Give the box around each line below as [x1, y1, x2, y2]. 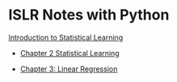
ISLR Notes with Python [8, 6, 170, 24]
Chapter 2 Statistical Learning [19, 48, 120, 58]
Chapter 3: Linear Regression [19, 63, 118, 74]
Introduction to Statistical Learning [8, 32, 124, 42]
